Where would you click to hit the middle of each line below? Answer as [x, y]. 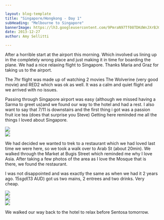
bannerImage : [18, 27]
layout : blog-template [28, 14]
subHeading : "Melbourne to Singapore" [44, 23]
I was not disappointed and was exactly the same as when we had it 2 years [82, 174]
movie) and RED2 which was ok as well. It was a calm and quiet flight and [79, 85]
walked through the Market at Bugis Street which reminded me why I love [79, 154]
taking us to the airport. [29, 70]
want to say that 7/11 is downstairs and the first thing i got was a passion [78, 110]
